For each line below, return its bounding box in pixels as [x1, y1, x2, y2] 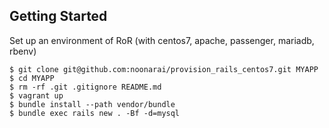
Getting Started [9, 8, 108, 25]
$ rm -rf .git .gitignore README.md [9, 82, 162, 92]
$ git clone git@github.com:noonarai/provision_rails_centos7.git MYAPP [9, 64, 319, 74]
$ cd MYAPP [9, 73, 55, 83]
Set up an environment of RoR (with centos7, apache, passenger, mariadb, [9, 34, 315, 46]
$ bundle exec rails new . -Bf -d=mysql [9, 108, 181, 118]
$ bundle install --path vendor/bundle [9, 99, 176, 109]
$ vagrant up [9, 90, 64, 101]
